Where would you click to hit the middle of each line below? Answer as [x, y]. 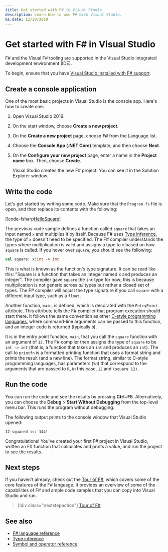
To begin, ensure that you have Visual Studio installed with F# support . [78, 73]
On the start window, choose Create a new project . [65, 126]
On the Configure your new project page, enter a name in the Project [85, 155]
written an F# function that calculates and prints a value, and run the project [83, 446]
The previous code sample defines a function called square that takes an [80, 228]
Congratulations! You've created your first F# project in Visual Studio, [77, 441]
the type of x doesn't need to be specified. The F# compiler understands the [84, 239]
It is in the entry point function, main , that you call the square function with [81, 336]
